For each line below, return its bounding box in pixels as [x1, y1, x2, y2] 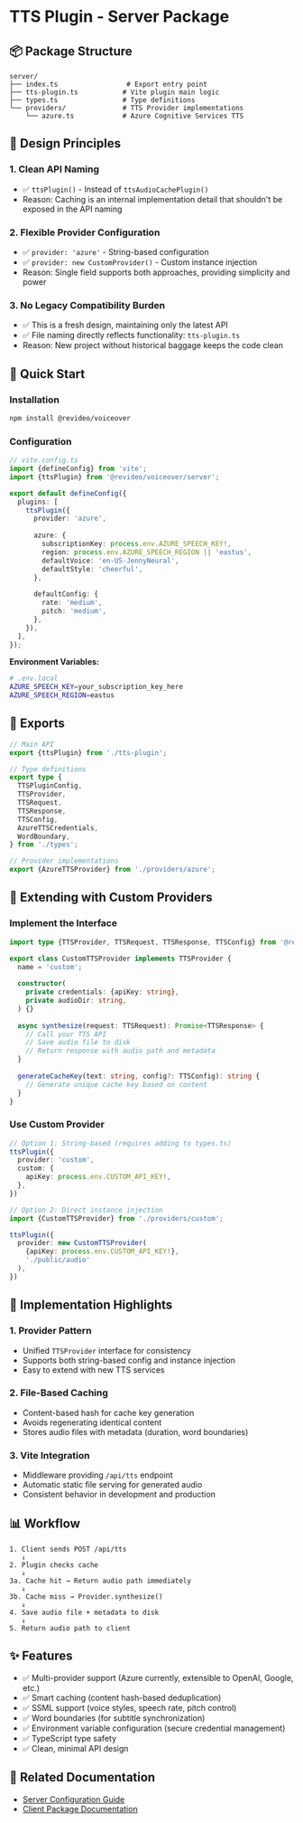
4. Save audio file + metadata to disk [9, 1608, 160, 1617]
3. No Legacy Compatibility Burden [9, 298, 165, 311]
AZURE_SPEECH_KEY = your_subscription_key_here [9, 683, 183, 692]
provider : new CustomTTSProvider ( [17, 1239, 147, 1248]
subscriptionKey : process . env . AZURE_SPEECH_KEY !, [41, 540, 232, 549]
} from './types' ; [9, 840, 78, 849]
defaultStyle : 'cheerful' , [41, 564, 143, 573]
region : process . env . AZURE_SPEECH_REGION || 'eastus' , [41, 547, 252, 557]
